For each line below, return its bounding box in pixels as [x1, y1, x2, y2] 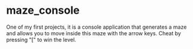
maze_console [6, 4, 80, 17]
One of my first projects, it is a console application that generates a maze [6, 23, 187, 30]
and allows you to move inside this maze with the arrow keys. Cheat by [6, 29, 182, 36]
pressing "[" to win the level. [6, 36, 77, 43]
